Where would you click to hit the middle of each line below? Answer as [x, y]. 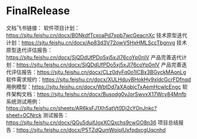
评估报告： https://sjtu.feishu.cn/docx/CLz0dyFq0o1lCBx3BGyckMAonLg [98, 72]
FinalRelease [38, 11]
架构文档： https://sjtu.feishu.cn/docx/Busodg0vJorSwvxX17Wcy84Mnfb [99, 94]
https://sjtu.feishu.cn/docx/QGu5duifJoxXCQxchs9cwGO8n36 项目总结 [92, 123]
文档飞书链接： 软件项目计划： [43, 28]
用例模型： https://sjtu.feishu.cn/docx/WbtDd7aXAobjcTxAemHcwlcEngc [94, 87]
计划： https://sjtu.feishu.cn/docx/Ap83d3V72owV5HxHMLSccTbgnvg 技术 [96, 42]
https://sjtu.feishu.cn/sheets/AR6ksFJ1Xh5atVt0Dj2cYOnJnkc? [81, 108]
